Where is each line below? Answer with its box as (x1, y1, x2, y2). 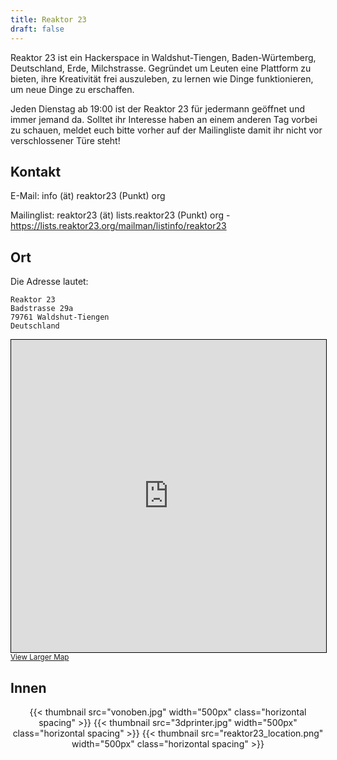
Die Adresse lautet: (10, 276, 89, 288)
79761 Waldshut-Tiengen (10, 312, 110, 323)
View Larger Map (10, 652, 70, 663)
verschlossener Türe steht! (10, 134, 121, 146)
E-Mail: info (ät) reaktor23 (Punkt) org (10, 190, 166, 202)
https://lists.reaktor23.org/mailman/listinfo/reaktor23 (10, 220, 227, 232)
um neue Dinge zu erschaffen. (10, 83, 135, 95)
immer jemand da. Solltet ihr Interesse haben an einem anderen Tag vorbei (10, 113, 318, 125)
